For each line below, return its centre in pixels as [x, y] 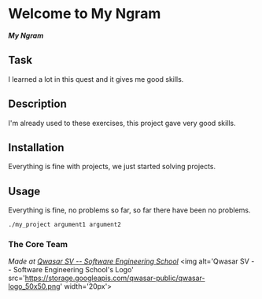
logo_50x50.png [34, 286]
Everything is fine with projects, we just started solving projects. [112, 167]
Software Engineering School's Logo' [73, 270]
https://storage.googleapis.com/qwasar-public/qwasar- [115, 278]
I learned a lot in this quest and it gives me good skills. [96, 79]
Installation [36, 148]
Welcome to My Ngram [85, 14]
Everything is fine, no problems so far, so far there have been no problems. [129, 210]
